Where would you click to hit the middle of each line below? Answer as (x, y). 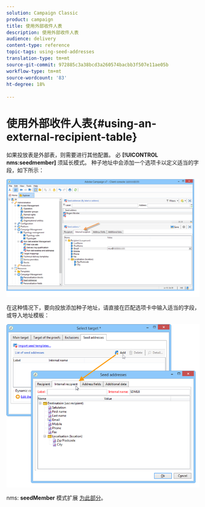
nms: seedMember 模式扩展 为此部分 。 (56, 498)
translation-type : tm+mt (38, 58)
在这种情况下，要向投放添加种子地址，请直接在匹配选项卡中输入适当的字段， (103, 308)
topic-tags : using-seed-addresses (51, 52)
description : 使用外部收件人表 (43, 33)
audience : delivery (31, 39)
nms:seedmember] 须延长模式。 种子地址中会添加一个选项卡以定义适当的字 (103, 163)
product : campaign (30, 19)
